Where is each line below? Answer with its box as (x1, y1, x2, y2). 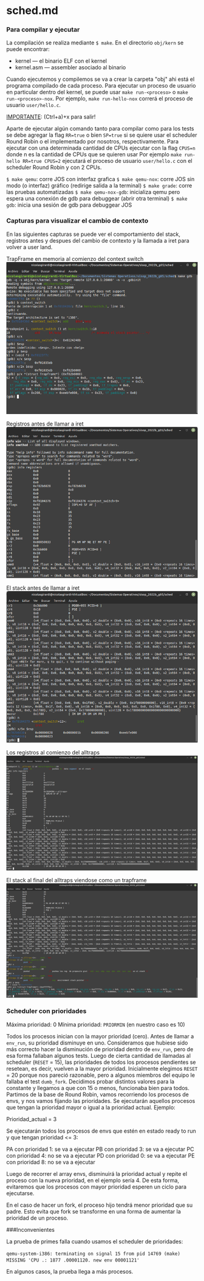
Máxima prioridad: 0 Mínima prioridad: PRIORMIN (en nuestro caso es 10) (6, 1021, 185, 1028)
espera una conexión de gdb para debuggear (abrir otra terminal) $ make (6, 195, 188, 202)
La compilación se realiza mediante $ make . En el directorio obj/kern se (6, 39, 184, 46)
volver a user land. (6, 243, 53, 250)
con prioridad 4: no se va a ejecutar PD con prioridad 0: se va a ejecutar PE (6, 1152, 195, 1159)
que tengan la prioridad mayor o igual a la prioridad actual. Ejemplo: (6, 1103, 176, 1111)
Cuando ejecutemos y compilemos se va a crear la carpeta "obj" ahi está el (6, 75, 195, 83)
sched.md (6, 4, 59, 18)
